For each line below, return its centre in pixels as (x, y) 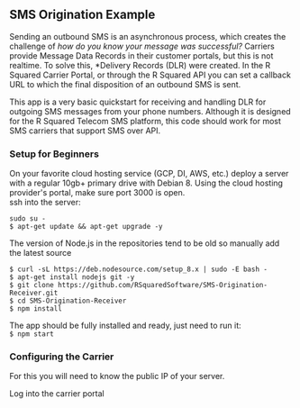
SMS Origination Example (82, 15)
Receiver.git (34, 293)
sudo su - (28, 219)
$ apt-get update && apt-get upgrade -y (86, 227)
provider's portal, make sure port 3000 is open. (97, 193)
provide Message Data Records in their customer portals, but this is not (141, 55)
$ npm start (32, 334)
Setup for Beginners (54, 154)
